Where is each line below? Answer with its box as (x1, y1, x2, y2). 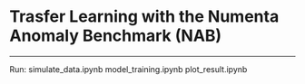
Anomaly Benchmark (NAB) (9, 25, 222, 46)
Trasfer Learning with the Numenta (9, 6, 280, 27)
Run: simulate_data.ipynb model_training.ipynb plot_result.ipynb (9, 63, 248, 74)
